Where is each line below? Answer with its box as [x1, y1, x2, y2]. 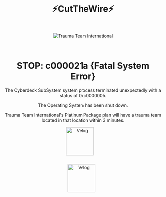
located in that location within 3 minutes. [41, 117, 125, 123]
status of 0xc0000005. [59, 92, 107, 98]
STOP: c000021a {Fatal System [16, 60, 150, 72]
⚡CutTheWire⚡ [52, 3, 114, 15]
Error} [70, 71, 96, 82]
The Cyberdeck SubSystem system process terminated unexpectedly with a [5, 87, 161, 93]
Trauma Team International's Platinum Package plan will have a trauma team [5, 112, 161, 118]
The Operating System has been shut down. [38, 102, 128, 108]
